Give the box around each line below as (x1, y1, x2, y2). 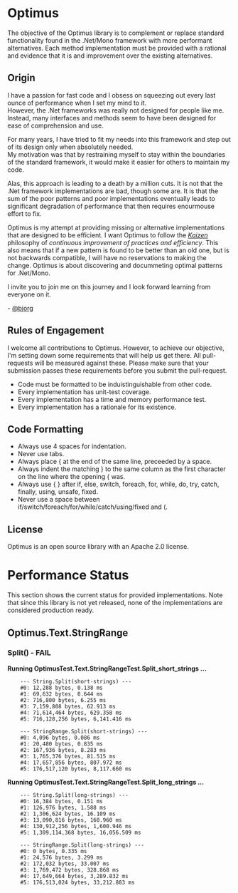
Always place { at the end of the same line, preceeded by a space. (17, 458, 212, 466)
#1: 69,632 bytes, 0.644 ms (20, 690, 103, 698)
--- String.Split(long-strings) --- (20, 791, 129, 799)
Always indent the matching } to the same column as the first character (17, 465, 226, 473)
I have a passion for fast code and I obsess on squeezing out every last (7, 91, 216, 99)
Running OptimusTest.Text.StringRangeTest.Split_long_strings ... (7, 778, 205, 786)
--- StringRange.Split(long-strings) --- (20, 841, 144, 849)
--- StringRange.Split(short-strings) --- (20, 728, 148, 735)
